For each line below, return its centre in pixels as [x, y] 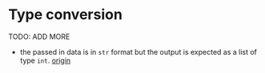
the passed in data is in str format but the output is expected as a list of [139, 52]
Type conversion [65, 15]
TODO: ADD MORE [39, 36]
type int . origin [45, 60]
